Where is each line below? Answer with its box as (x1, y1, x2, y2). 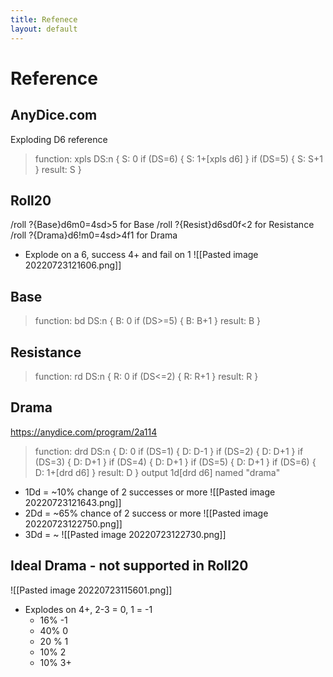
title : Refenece (10, 14, 78, 25)
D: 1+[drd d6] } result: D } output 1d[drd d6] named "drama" (34, 466, 281, 478)
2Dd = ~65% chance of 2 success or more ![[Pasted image (24, 507, 269, 519)
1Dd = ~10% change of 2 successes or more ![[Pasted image (24, 486, 276, 498)
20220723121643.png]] (24, 496, 122, 508)
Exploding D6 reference (10, 133, 108, 145)
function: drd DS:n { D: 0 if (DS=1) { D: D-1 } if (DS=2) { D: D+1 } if (34, 445, 304, 457)
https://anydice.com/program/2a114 (10, 426, 158, 438)
